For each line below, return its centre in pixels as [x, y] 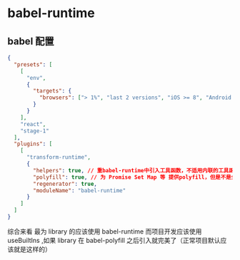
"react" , [33, 124]
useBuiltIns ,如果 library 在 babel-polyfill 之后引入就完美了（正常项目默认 [114, 240]
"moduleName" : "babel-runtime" [80, 190]
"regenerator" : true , [65, 184]
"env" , [36, 78]
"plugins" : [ [33, 144]
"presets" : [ [33, 64]
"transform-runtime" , [59, 157]
